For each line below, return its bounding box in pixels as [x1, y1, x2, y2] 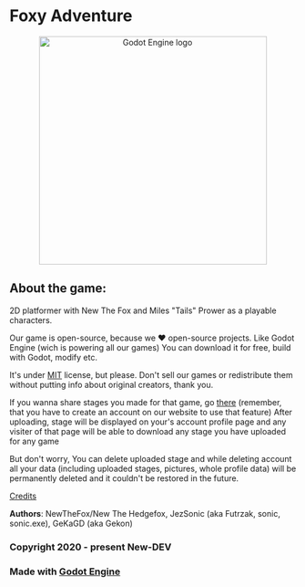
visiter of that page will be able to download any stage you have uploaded [9, 425, 287, 436]
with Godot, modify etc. [9, 351, 98, 362]
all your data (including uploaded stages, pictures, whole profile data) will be [9, 463, 297, 474]
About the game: [9, 280, 107, 297]
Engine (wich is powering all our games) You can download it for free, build [9, 341, 291, 352]
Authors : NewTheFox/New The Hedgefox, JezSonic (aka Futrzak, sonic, [9, 508, 280, 519]
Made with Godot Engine [9, 565, 121, 578]
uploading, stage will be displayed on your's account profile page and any [9, 416, 287, 427]
